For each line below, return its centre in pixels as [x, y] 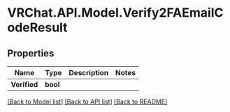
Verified [24, 85]
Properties [31, 53]
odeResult [37, 27]
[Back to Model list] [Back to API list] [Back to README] [87, 102]
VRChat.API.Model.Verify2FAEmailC [115, 13]
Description [89, 73]
